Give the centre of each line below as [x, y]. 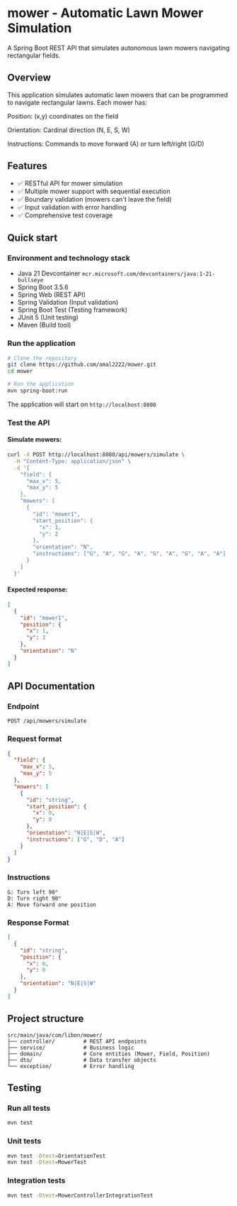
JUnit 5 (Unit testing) [48, 317]
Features [27, 166]
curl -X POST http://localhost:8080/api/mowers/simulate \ [96, 455]
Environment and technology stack [69, 258]
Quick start [33, 238]
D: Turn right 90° [34, 898]
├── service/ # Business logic [71, 1048]
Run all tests [29, 1108]
